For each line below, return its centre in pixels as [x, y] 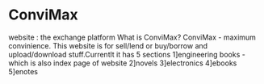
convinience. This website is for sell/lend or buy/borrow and [108, 45]
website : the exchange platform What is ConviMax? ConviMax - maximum [132, 37]
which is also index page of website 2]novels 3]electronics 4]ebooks [123, 63]
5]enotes [23, 71]
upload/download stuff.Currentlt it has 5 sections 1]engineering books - [127, 54]
